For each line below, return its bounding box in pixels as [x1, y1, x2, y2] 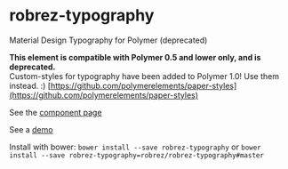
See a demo [9, 124, 53, 134]
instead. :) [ [9, 80, 52, 91]
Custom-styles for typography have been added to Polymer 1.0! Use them [9, 70, 280, 81]
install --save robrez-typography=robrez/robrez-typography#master [9, 150, 265, 160]
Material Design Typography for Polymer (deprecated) [9, 35, 208, 45]
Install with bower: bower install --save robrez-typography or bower [9, 141, 262, 152]
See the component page [9, 107, 102, 117]
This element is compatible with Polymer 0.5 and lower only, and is [9, 52, 261, 62]
